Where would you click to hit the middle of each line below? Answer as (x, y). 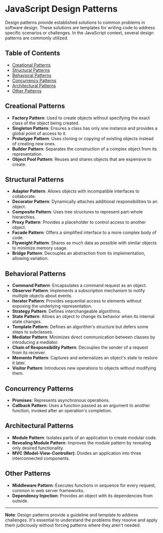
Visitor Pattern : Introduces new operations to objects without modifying (84, 368)
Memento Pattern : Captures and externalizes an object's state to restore (85, 358)
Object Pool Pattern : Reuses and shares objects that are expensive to (82, 159)
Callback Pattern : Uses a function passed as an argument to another (81, 405)
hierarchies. (24, 217)
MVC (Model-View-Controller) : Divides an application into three (77, 453)
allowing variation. (30, 258)
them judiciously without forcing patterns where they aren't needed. (73, 525)
